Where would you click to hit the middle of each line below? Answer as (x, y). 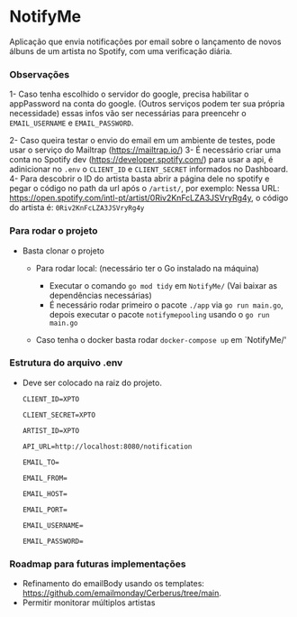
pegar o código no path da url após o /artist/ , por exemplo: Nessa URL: (144, 189)
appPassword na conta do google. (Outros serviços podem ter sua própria (147, 104)
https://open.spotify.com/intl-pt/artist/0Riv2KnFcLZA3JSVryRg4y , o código (149, 198)
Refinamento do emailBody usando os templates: (113, 584)
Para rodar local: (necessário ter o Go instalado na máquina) (147, 268)
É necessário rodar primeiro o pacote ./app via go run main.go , (166, 305)
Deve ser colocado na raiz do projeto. (92, 382)
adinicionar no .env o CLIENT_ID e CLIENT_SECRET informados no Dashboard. (149, 170)
